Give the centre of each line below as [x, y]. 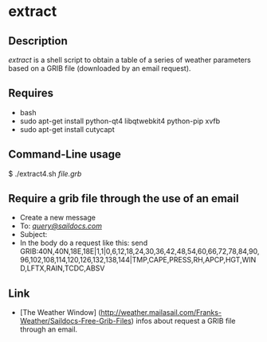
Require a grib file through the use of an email [124, 198]
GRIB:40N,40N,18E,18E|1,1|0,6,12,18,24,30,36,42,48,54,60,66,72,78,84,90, [139, 251]
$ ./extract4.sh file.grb [45, 173]
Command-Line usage [65, 155]
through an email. [49, 329]
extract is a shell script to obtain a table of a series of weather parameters [130, 60]
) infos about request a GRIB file [184, 321]
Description [38, 41]
